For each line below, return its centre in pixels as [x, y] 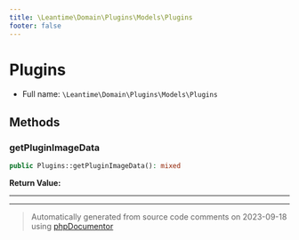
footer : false [36, 26]
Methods [35, 122]
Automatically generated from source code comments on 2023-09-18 [159, 217]
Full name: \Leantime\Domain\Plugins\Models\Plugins [120, 94]
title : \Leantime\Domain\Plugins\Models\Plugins [101, 17]
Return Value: [35, 183]
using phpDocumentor [72, 226]
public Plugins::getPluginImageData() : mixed [95, 166]
